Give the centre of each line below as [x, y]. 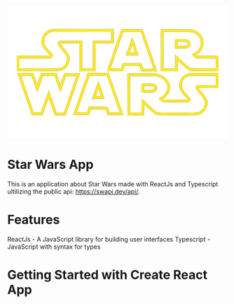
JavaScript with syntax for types [54, 247]
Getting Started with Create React [108, 275]
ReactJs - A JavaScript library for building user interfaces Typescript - [109, 239]
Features [34, 220]
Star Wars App [50, 165]
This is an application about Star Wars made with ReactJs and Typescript [113, 184]
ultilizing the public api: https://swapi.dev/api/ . [74, 192]
